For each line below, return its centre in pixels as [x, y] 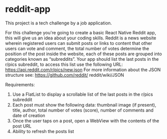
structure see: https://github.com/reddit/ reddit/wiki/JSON [65, 75]
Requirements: [20, 84]
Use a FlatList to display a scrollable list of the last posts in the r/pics [83, 94]
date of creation [29, 115]
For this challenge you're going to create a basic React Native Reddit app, [81, 32]
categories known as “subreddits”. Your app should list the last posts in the [82, 59]
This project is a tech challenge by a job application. [59, 23]
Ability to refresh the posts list [43, 131]
